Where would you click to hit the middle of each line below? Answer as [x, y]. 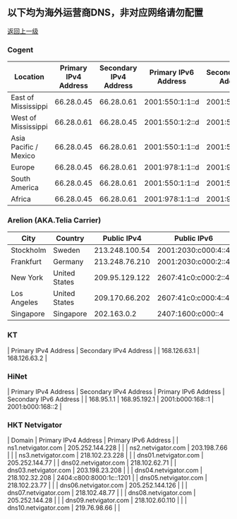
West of [24, 118]
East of [23, 97]
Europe [23, 167]
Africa [21, 199]
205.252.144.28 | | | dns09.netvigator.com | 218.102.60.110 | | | [97, 501]
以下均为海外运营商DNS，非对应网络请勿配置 [105, 13]
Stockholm [29, 251]
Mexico [23, 156]
